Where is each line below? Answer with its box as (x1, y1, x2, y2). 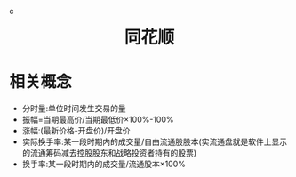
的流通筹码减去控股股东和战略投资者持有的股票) (21, 147, 197, 157)
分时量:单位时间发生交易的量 (21, 102, 126, 113)
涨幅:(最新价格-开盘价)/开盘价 (21, 125, 131, 135)
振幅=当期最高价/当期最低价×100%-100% (21, 114, 175, 125)
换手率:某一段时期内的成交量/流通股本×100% (21, 158, 187, 169)
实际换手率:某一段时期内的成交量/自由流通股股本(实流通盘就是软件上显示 (21, 136, 287, 147)
